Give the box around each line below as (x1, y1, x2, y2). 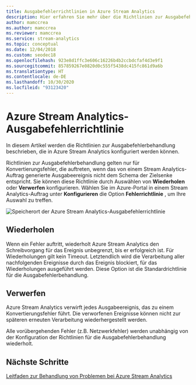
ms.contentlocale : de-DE (6, 74, 66, 80)
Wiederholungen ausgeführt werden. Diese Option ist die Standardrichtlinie (6, 265, 187, 272)
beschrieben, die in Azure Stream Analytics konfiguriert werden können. (6, 147, 180, 155)
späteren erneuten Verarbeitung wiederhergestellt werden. (6, 317, 148, 324)
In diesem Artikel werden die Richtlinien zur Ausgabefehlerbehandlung (6, 142, 176, 149)
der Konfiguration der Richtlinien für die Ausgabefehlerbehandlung (6, 334, 166, 341)
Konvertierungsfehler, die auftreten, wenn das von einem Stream (6, 165, 162, 173)
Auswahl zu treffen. (6, 197, 53, 204)
